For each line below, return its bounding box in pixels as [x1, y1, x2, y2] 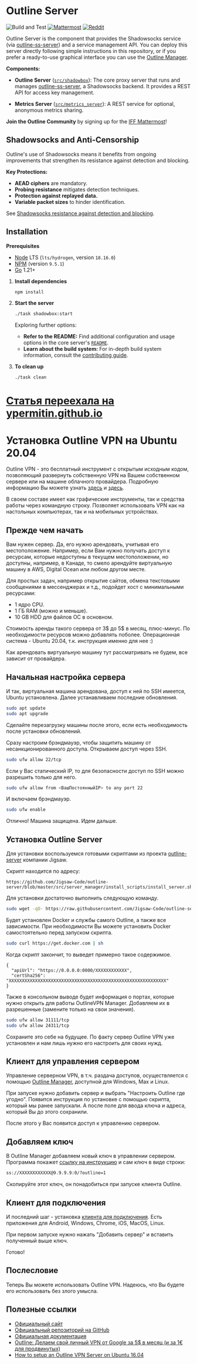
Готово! [6, 1248, 25, 1255]
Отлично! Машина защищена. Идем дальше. [6, 817, 117, 825]
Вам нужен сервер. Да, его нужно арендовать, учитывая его [6, 541, 159, 548]
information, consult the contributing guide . [23, 351, 128, 359]
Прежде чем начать [6, 525, 84, 535]
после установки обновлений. [6, 728, 82, 735]
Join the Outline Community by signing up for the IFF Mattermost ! [6, 118, 167, 125]
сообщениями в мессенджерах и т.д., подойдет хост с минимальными [6, 584, 184, 591]
